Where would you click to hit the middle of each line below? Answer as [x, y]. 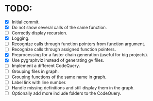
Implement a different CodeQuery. [46, 66]
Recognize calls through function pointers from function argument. [78, 44]
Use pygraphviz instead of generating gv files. [58, 60]
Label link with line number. [39, 82]
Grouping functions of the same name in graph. [59, 77]
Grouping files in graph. [35, 71]
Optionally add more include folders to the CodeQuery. [66, 93]
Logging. [20, 38]
